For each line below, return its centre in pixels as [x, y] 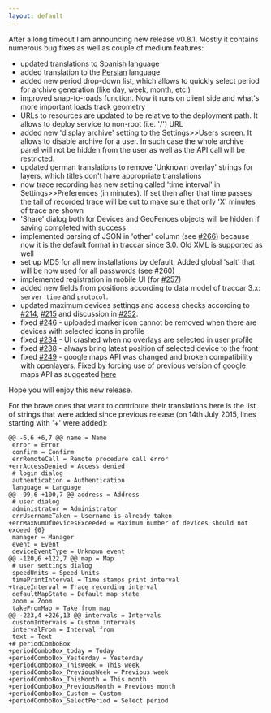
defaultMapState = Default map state [75, 594]
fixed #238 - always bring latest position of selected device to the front [139, 348]
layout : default [36, 16]
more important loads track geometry [83, 106]
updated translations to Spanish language [90, 63]
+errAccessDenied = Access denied [67, 466]
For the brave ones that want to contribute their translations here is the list [132, 405]
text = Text [32, 637]
